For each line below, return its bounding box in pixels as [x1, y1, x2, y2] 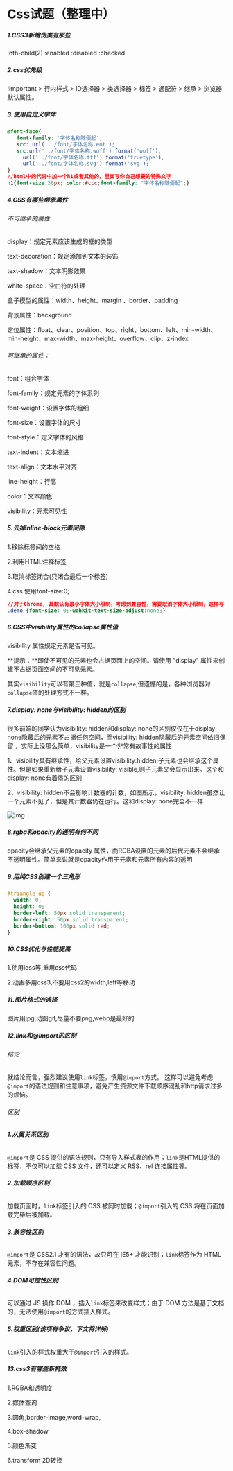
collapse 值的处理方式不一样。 [7, 688, 94, 697]
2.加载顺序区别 [7, 1179, 50, 1187]
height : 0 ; [13, 903, 45, 910]
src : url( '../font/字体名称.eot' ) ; [16, 141, 116, 148]
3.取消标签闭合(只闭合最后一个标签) [7, 572, 109, 580]
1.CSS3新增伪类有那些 [7, 31, 71, 39]
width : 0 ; [13, 897, 42, 904]
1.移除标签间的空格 [7, 542, 60, 551]
